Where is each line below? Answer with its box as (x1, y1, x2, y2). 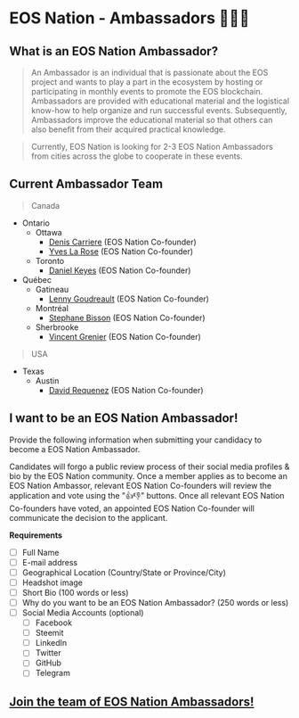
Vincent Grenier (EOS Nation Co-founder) (48, 331, 202, 342)
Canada (30, 200, 61, 210)
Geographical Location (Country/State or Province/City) (21, 566, 227, 578)
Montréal (35, 302, 69, 313)
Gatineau (35, 284, 69, 294)
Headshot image (21, 577, 83, 588)
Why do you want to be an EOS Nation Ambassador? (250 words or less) (21, 597, 289, 607)
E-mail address (21, 557, 78, 567)
